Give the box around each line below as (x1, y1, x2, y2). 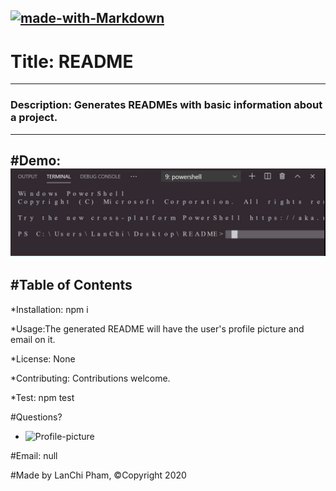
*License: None (10, 352, 76, 365)
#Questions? (10, 411, 63, 423)
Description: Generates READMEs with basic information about (10, 98, 323, 112)
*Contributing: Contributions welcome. (10, 372, 171, 384)
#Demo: (10, 152, 62, 170)
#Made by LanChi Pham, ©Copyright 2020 (10, 469, 187, 481)
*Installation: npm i (10, 303, 89, 315)
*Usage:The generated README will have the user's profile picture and (10, 322, 305, 335)
